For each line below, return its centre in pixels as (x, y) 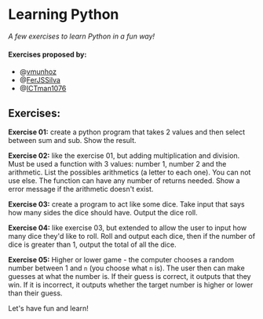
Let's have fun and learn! (48, 308)
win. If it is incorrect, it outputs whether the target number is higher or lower (131, 284)
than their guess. (35, 293)
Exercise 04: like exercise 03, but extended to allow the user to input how (128, 227)
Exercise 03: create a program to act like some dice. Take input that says (126, 204)
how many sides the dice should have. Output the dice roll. (103, 212)
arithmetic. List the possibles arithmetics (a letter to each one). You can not (130, 172)
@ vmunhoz (38, 71)
